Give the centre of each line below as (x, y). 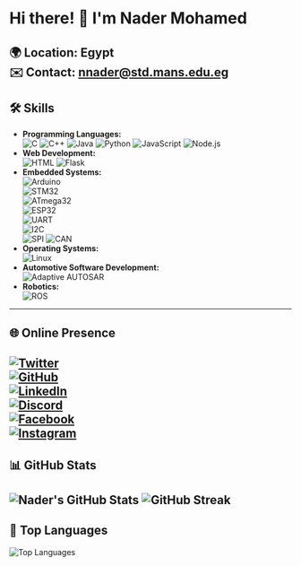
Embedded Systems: (62, 172)
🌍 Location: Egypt (62, 52)
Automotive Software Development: (90, 267)
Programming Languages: (72, 135)
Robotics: (41, 287)
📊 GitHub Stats (53, 465)
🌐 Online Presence (63, 332)
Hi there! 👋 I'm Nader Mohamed (129, 18)
